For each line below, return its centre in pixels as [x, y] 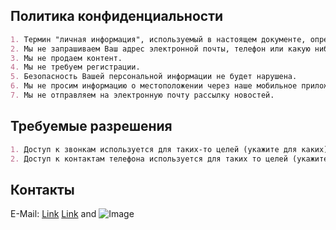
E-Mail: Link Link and [53, 214]
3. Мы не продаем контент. [66, 58]
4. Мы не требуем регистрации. [75, 67]
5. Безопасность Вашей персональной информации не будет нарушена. [154, 77]
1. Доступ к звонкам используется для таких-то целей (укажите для [154, 149]
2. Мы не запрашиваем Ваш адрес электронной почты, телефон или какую [160, 49]
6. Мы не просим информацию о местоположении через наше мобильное [154, 86]
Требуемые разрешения [91, 126]
